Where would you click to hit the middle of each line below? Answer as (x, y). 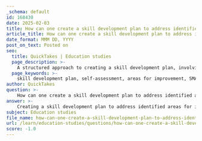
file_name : (20, 118)
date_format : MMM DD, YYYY (40, 40)
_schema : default (28, 12)
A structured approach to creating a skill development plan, (96, 67)
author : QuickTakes (31, 85)
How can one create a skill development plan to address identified (105, 95)
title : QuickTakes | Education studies (62, 56)
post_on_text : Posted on (37, 46)
